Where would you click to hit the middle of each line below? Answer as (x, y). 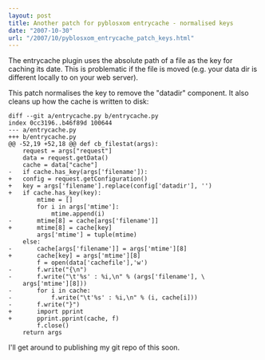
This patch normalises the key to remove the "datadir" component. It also (129, 93)
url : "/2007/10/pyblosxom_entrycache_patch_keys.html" (101, 38)
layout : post (30, 16)
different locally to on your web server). (73, 77)
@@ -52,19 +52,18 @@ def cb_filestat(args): (83, 144)
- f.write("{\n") (48, 270)
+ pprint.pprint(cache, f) (64, 319)
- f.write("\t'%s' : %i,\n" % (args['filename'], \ (107, 277)
